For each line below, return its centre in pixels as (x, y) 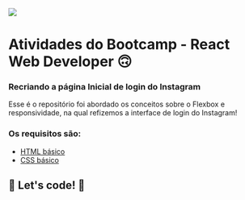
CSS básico (39, 160)
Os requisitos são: (45, 134)
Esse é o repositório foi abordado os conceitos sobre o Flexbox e (116, 104)
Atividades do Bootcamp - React (119, 45)
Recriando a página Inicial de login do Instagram (104, 87)
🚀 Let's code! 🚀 (47, 185)
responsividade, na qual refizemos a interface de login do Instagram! (123, 113)
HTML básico (42, 151)
